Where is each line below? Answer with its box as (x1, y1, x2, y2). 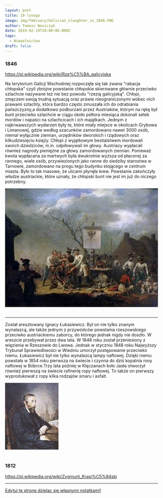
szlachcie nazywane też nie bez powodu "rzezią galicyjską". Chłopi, (5, 91, 141, 97)
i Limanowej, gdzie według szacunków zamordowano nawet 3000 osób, (5, 127, 149, 133)
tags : (5, 33, 16, 38)
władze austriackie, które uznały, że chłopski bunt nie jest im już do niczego (5, 174, 157, 180)
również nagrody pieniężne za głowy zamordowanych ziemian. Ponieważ (5, 148, 151, 154)
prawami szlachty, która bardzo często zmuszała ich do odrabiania (5, 101, 139, 107)
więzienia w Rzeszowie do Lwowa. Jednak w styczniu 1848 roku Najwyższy (5, 342, 157, 348)
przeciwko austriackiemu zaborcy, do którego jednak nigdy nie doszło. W (5, 332, 152, 338)
